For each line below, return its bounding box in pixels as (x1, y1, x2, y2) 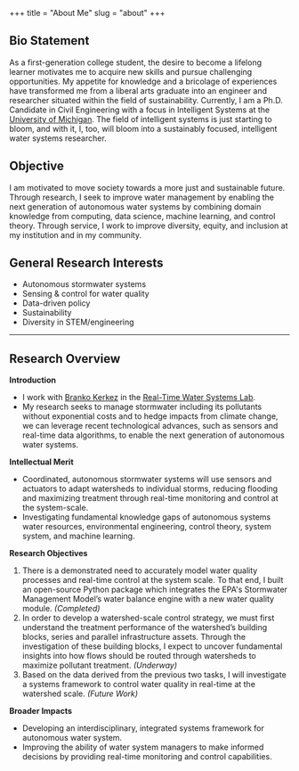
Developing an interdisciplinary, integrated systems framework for (21, 723, 264, 734)
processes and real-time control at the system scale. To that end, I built (21, 575, 284, 586)
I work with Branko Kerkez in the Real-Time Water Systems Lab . (21, 392, 256, 403)
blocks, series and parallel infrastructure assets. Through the (21, 632, 246, 643)
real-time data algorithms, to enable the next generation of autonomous (21, 430, 285, 440)
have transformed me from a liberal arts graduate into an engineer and (9, 85, 268, 96)
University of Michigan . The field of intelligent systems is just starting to (9, 113, 273, 124)
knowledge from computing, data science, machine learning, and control (9, 210, 276, 221)
